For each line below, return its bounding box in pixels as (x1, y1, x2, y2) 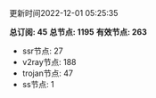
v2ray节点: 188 (21, 57, 77, 67)
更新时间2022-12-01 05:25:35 (9, 8, 119, 18)
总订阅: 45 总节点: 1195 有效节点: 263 (9, 27, 147, 37)
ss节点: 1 (21, 79, 55, 89)
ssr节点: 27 (21, 45, 64, 56)
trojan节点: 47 (21, 68, 74, 78)
